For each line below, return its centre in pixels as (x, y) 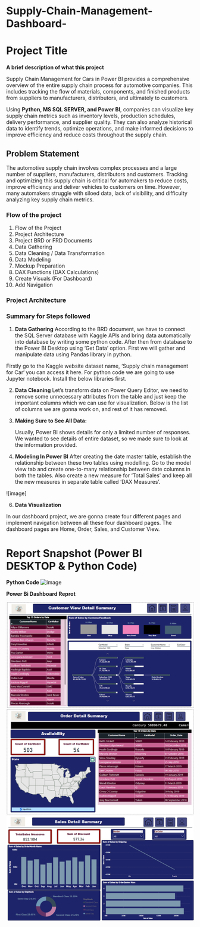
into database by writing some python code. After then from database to (103, 342)
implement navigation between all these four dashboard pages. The (89, 523)
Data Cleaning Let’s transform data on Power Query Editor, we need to (101, 390)
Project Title (37, 51)
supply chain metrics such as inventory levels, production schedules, (91, 116)
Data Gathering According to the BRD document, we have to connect (100, 329)
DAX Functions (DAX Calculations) (57, 272)
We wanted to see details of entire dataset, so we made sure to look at (101, 438)
